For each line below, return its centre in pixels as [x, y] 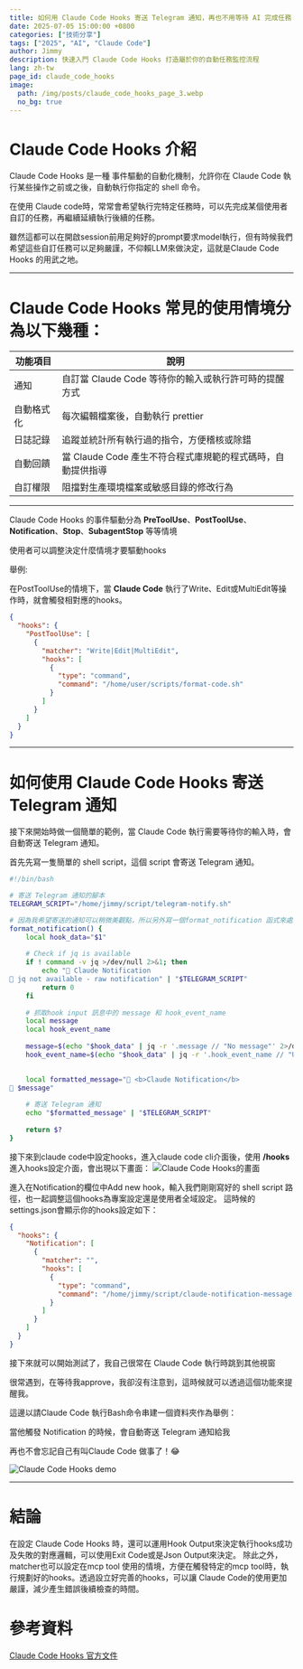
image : [22, 85]
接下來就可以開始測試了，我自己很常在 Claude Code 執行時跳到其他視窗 [142, 1363]
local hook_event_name [68, 1030]
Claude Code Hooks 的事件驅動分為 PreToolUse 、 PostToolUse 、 [130, 520]
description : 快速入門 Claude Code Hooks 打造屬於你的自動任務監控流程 [134, 60]
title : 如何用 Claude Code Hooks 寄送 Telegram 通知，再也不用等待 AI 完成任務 [151, 18]
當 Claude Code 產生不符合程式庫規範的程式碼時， [169, 457]
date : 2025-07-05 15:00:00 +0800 [72, 26]
